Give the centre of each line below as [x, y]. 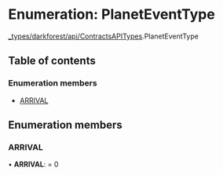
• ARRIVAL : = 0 [33, 164]
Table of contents [52, 61]
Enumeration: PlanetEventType [112, 15]
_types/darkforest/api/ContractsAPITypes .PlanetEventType [103, 36]
